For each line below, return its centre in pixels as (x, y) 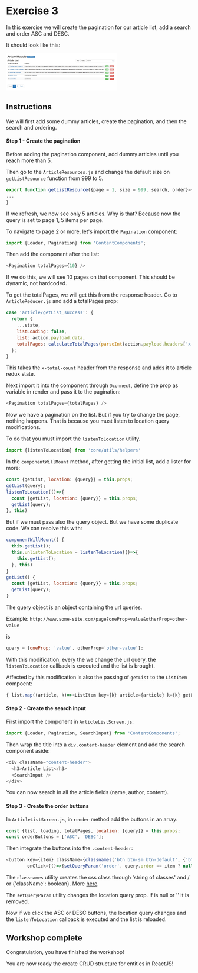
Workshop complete (44, 938)
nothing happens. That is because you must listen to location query (88, 421)
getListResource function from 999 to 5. (55, 178)
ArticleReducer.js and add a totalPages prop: (62, 301)
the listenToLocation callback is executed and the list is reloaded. (86, 919)
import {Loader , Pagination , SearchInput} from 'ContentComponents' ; (93, 733)
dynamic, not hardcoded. (37, 283)
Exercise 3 (32, 11)
